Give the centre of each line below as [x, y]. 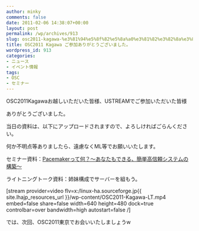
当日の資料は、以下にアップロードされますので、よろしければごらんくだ [94, 126]
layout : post [22, 28]
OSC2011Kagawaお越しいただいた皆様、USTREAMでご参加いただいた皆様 [97, 101]
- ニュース [18, 61]
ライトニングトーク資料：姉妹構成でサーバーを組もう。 [73, 179]
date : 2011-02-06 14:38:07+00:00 [47, 23]
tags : [13, 72]
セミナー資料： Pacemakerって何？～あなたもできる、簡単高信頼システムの [97, 159]
